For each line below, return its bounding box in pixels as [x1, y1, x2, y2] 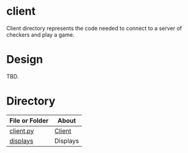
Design [6, 53, 43, 67]
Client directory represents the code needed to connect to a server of [6, 24, 182, 32]
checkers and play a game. [6, 31, 75, 38]
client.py [9, 127, 34, 135]
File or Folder [9, 116, 49, 125]
